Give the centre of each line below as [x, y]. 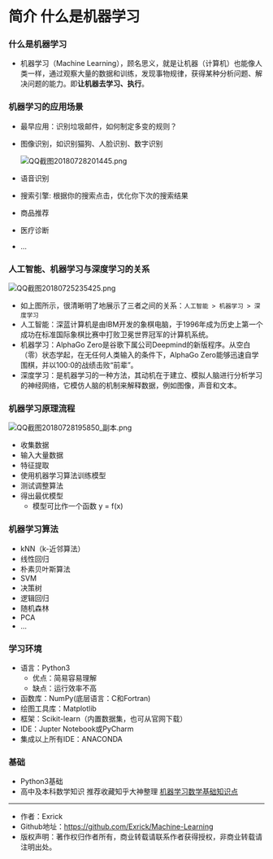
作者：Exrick [41, 817]
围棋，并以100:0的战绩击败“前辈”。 [79, 365]
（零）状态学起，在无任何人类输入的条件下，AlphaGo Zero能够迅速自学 [139, 355]
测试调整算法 [41, 486]
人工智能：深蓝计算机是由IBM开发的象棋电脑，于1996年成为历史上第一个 [142, 324]
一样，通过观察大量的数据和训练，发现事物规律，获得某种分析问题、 [141, 73]
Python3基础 [41, 782]
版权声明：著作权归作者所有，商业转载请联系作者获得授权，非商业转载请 [141, 837]
